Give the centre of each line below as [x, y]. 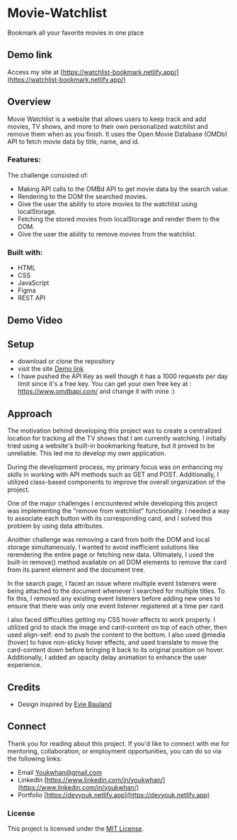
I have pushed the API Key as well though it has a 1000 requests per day [123, 376]
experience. [25, 665]
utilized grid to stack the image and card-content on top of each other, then [117, 628]
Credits [24, 687]
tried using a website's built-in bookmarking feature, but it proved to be [111, 446]
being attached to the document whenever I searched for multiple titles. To [116, 591]
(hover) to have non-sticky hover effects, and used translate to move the [113, 642]
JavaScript [33, 283]
